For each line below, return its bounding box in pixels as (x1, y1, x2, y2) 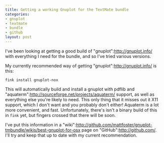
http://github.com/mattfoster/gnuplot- (76, 121, 153, 128)
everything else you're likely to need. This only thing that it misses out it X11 (5, 96, 159, 102)
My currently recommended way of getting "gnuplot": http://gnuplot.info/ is (5, 62, 157, 69)
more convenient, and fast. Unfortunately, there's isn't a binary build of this (5, 107, 158, 113)
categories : (5, 12, 30, 17)
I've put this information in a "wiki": (5, 121, 76, 128)
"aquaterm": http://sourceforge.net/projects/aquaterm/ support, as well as (5, 91, 155, 97)
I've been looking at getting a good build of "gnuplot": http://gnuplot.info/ (5, 48, 153, 54)
